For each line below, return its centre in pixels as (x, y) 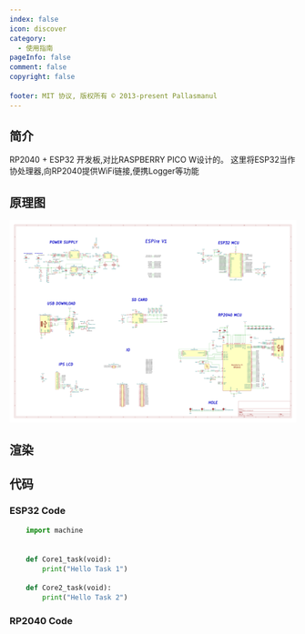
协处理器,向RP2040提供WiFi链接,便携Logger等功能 (105, 171)
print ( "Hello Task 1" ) (85, 569)
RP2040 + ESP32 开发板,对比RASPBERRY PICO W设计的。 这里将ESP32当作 (152, 160)
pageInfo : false (40, 58)
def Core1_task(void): (69, 559)
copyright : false (42, 77)
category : (28, 38)
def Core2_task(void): (69, 588)
